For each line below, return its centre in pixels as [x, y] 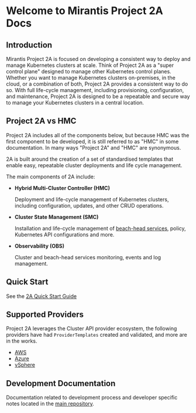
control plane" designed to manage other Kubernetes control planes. [89, 71]
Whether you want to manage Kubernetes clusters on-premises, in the [91, 78]
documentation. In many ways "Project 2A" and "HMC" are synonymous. [94, 147]
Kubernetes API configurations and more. [64, 234]
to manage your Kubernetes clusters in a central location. [75, 103]
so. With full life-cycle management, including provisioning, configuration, [95, 90]
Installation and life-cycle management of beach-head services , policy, [100, 228]
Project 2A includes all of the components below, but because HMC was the [98, 135]
